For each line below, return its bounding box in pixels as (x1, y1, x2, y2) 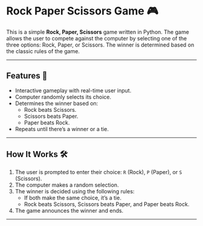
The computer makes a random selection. (14, 181, 119, 189)
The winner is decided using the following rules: (14, 187, 135, 195)
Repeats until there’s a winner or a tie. (14, 125, 109, 132)
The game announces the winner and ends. (14, 207, 124, 214)
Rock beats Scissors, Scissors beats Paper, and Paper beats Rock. (24, 200, 190, 208)
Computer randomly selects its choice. (14, 93, 112, 100)
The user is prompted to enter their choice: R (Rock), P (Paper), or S (14, 168, 182, 175)
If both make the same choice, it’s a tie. (24, 194, 122, 201)
